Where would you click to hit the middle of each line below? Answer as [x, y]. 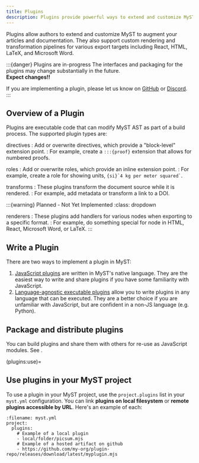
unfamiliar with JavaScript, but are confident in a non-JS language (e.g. [102, 305]
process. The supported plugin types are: [57, 134]
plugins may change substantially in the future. [63, 70]
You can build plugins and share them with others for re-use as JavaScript [97, 343]
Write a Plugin [33, 247]
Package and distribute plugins [65, 329]
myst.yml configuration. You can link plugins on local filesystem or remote [98, 401]
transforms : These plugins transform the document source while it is [90, 187]
